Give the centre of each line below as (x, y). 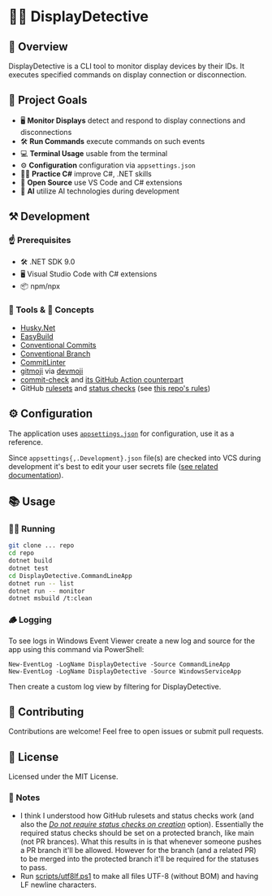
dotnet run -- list (41, 583)
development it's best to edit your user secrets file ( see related (113, 466)
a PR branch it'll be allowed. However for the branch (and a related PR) (138, 850)
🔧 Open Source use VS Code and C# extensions (101, 182)
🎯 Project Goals (48, 100)
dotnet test (28, 568)
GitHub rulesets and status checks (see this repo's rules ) (115, 388)
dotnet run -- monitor (47, 591)
